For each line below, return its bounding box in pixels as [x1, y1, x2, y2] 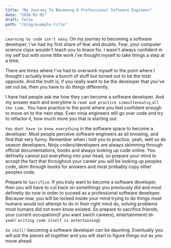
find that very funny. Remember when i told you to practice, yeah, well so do [5, 136, 166, 142]
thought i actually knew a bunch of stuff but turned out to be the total [5, 73, 151, 79]
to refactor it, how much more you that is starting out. [5, 116, 118, 122]
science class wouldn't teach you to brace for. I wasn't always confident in [5, 47, 163, 53]
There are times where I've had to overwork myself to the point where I [5, 68, 155, 74]
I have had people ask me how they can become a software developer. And [5, 94, 164, 100]
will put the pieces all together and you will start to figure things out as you [5, 233, 163, 239]
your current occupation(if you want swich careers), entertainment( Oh [5, 212, 154, 218]
